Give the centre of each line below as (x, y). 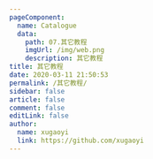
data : (27, 34)
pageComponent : (37, 17)
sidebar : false (37, 91)
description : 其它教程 (64, 58)
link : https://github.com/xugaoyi (80, 140)
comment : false (37, 108)
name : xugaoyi (43, 132)
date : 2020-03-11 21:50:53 (59, 75)
